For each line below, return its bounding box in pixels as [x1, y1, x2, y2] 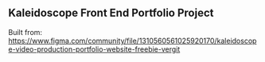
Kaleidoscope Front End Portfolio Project [8, 6, 214, 20]
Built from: [8, 27, 42, 37]
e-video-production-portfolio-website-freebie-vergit [8, 44, 181, 54]
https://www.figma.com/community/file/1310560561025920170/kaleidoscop [8, 36, 257, 45]
